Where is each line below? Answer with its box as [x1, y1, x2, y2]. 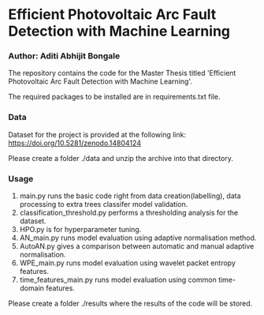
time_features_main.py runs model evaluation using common [19, 275, 217, 285]
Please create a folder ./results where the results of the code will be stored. [8, 298, 253, 309]
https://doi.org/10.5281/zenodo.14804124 [8, 138, 142, 148]
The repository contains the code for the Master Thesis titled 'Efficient [8, 69, 236, 78]
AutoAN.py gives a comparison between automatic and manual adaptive [19, 242, 255, 251]
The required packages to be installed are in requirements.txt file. [8, 92, 221, 102]
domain [19, 283, 45, 293]
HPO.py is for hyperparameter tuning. [19, 225, 142, 234]
